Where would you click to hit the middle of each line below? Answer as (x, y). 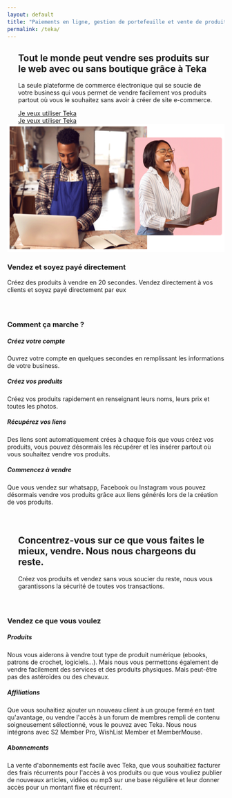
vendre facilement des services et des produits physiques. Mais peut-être (112, 669)
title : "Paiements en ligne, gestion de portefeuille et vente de (105, 22)
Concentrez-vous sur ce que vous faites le (112, 541)
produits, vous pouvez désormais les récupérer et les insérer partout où (109, 447)
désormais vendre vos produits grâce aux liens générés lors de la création (113, 494)
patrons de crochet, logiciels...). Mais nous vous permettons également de (113, 662)
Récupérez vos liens (37, 422)
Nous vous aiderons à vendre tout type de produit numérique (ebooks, (107, 654)
